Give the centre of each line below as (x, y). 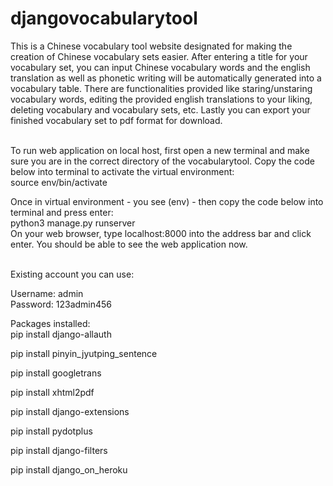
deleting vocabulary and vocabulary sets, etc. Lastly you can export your (160, 109)
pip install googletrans (56, 373)
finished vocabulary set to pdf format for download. (116, 120)
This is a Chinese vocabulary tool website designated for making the (151, 46)
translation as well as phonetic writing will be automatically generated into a (166, 78)
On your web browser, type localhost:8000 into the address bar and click (161, 233)
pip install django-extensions (70, 411)
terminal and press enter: (62, 212)
